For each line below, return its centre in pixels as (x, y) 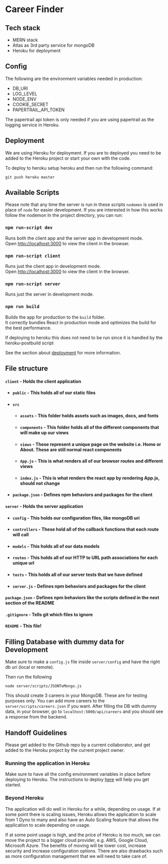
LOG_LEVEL (25, 94)
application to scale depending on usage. (48, 825)
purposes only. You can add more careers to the (55, 701)
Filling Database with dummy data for (65, 642)
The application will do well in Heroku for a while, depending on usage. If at (83, 809)
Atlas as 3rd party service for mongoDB (53, 45)
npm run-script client (33, 256)
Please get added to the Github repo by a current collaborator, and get (78, 745)
